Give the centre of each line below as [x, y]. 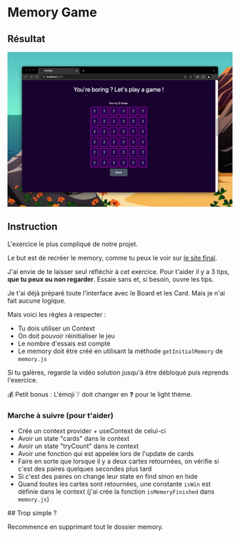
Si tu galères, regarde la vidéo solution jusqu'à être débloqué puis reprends [118, 372]
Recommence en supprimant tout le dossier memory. [85, 527]
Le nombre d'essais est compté [64, 343]
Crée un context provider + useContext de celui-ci [92, 431]
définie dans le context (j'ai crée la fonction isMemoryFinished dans [116, 492]
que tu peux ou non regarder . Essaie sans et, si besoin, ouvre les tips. [111, 279]
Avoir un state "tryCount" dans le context [78, 446]
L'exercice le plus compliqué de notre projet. [72, 244]
